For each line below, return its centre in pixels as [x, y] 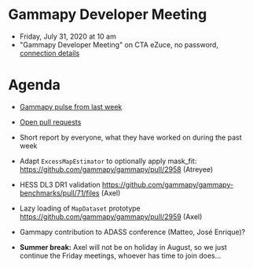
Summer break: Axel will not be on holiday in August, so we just [123, 247]
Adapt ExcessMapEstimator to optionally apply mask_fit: [108, 161]
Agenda [34, 85]
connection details [49, 53]
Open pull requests [50, 122]
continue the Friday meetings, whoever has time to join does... [120, 255]
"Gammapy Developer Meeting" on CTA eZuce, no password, [119, 44]
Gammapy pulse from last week [71, 106]
